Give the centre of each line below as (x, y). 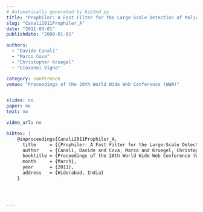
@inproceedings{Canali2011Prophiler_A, (67, 139)
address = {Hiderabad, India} (63, 173)
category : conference (34, 79)
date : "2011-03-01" (31, 29)
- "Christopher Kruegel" (43, 62)
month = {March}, (50, 162)
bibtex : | (19, 133)
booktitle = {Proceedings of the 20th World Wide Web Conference (106, 156)
